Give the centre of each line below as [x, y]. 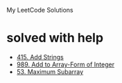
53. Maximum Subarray [50, 71]
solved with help [55, 38]
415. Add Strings [40, 57]
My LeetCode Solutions [40, 10]
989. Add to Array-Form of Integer [66, 64]
